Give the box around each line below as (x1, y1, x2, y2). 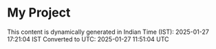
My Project (7, 5, 71, 21)
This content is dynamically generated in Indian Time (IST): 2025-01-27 (7, 28, 210, 36)
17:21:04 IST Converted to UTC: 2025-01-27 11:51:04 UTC (7, 35, 170, 43)
